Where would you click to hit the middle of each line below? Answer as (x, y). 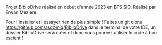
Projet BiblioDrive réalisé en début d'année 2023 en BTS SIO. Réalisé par (81, 7)
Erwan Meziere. (21, 12)
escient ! (14, 38)
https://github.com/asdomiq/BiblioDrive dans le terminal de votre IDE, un (81, 27)
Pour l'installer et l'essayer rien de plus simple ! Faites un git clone (74, 22)
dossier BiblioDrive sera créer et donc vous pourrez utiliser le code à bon (81, 33)
